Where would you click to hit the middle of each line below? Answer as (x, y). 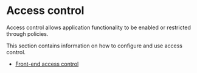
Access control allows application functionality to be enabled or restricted (99, 27)
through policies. (27, 33)
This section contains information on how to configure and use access (94, 46)
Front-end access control (47, 64)
